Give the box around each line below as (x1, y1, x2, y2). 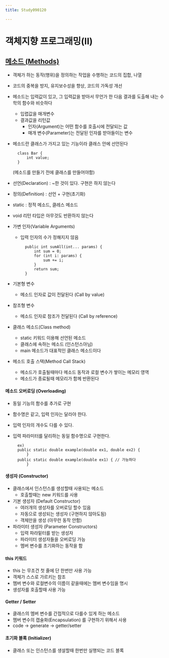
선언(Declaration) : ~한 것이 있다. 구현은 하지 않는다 (12, 180, 116, 186)
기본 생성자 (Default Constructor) (12, 498, 81, 504)
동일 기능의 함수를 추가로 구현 (12, 400, 71, 406)
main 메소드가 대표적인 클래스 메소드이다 (20, 347, 102, 353)
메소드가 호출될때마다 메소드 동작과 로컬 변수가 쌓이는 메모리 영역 (20, 369, 149, 375)
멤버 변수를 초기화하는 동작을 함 (20, 543, 83, 549)
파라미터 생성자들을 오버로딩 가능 (20, 536, 86, 542)
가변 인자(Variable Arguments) (12, 223, 75, 229)
